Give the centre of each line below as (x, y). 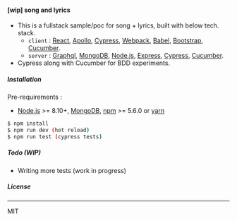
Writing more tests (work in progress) (72, 170)
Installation (24, 79)
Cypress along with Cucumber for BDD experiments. (94, 63)
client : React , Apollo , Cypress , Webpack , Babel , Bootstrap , (115, 41)
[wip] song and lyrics (39, 10)
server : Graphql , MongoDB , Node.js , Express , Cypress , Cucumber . (126, 56)
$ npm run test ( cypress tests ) (55, 137)
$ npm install (28, 124)
